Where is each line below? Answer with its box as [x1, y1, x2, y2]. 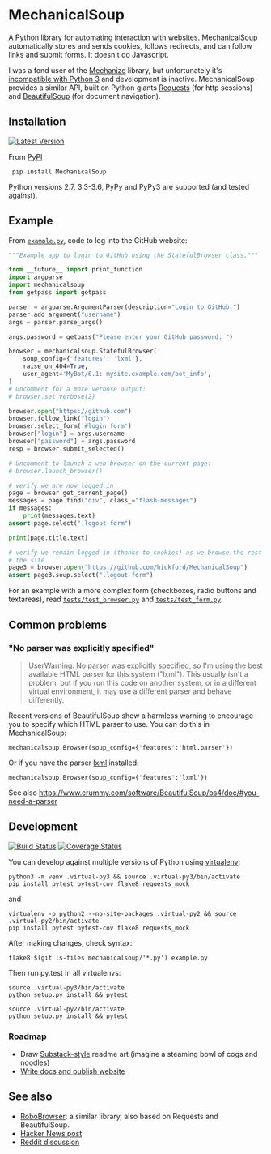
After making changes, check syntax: [8, 938, 133, 947]
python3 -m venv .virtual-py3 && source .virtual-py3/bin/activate [8, 873, 241, 881]
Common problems [8, 618, 108, 631]
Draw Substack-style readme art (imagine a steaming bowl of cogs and [19, 1049, 258, 1058]
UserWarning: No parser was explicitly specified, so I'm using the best [28, 660, 263, 670]
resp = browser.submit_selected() [8, 444, 125, 453]
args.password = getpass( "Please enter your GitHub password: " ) [8, 332, 233, 341]
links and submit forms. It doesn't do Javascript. [8, 49, 169, 59]
